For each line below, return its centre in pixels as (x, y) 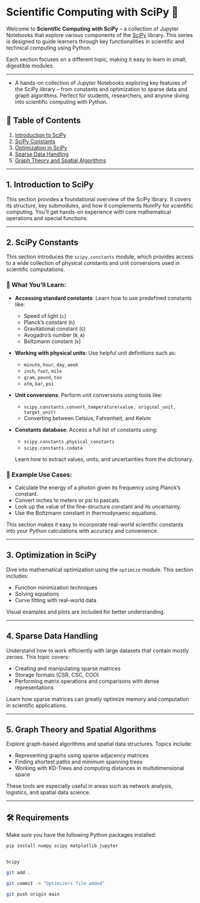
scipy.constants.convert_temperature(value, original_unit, (100, 407)
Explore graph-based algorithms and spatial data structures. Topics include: (99, 744)
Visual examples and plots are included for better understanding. (86, 612)
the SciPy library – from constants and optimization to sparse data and (101, 89)
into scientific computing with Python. (61, 101)
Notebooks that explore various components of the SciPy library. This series (100, 35)
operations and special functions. (47, 218)
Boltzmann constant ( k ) (52, 341)
